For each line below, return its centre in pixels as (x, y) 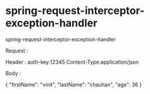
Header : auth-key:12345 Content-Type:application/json (72, 62)
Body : (13, 73)
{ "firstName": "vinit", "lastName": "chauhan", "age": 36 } (74, 84)
